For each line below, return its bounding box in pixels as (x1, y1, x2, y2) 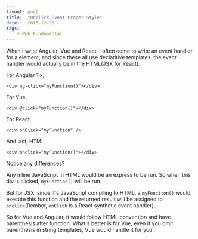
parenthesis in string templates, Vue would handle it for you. (6, 226, 154, 234)
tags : (6, 25, 20, 32)
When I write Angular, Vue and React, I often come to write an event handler (6, 47, 193, 54)
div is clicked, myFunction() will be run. (6, 177, 102, 185)
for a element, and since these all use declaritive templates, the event (6, 54, 177, 61)
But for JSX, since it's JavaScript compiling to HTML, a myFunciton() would (6, 189, 191, 197)
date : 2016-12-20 (6, 20, 55, 26)
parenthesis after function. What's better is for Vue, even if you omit (6, 220, 174, 227)
